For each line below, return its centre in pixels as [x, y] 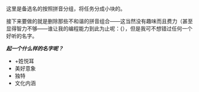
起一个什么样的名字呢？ [35, 48]
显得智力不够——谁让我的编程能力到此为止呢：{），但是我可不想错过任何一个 [99, 29]
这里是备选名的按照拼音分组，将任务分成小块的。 [66, 9]
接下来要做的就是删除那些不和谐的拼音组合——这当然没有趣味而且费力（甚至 [99, 21]
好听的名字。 [22, 36]
